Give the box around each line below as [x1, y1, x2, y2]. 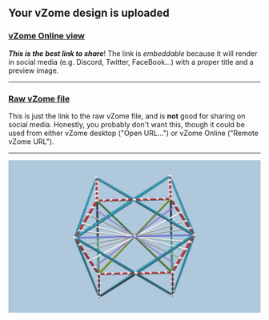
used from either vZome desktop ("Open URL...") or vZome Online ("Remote [8, 128, 259, 138]
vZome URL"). [8, 136, 54, 146]
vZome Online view [8, 30, 86, 42]
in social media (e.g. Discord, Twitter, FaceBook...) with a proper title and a [8, 57, 254, 66]
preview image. [8, 66, 59, 75]
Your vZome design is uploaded [8, 6, 170, 20]
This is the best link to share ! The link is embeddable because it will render [8, 48, 258, 58]
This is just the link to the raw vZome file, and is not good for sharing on [8, 111, 246, 121]
